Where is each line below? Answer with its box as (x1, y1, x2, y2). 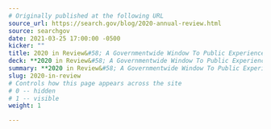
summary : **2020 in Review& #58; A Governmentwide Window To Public (8, 64, 240, 73)
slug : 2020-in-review (8, 72, 81, 80)
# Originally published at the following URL (8, 11, 164, 20)
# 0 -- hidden (8, 86, 56, 95)
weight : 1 (8, 102, 42, 110)
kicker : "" (8, 42, 45, 50)
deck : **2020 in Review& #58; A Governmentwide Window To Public (8, 57, 229, 65)
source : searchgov (8, 27, 70, 35)
